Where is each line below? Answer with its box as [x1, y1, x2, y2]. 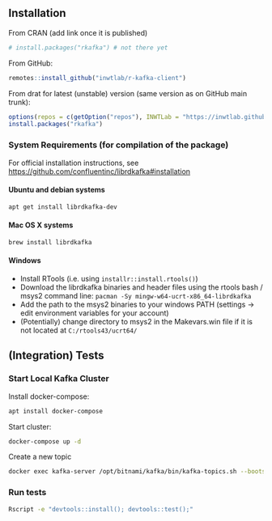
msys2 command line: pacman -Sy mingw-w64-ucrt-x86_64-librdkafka [19, 290, 252, 300]
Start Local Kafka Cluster [8, 373, 109, 384]
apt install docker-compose [8, 407, 104, 415]
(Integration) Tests [8, 349, 104, 362]
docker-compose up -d [8, 437, 82, 446]
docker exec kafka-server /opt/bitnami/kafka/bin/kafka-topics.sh [8, 468, 237, 476]
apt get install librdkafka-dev [8, 202, 117, 211]
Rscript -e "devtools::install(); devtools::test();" [8, 505, 194, 513]
